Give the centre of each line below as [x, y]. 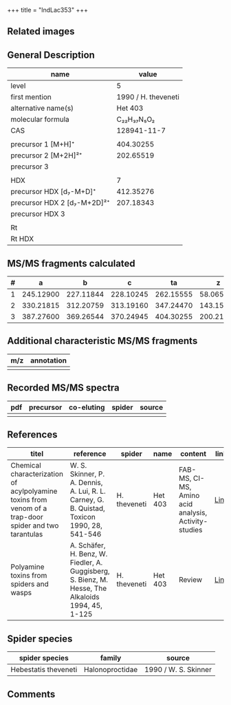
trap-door [27, 517]
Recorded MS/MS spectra [64, 388]
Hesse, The [88, 589]
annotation [48, 360]
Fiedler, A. [86, 563]
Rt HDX [22, 239]
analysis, [193, 513]
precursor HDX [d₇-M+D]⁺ [53, 192]
